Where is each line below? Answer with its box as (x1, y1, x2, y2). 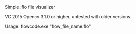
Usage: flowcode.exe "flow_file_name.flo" (5, 23, 91, 29)
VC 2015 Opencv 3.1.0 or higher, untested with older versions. (5, 14, 132, 19)
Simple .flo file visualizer (5, 4, 56, 10)
